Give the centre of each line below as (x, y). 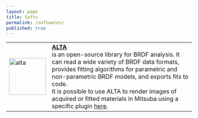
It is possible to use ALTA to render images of (114, 91)
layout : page (22, 12)
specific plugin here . (80, 106)
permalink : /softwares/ (35, 22)
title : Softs (22, 17)
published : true (26, 28)
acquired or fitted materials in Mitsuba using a (115, 99)
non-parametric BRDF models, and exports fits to (120, 77)
